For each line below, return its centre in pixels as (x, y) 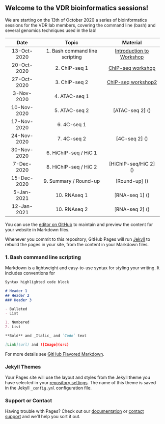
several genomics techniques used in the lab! (51, 30)
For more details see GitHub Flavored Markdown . (55, 354)
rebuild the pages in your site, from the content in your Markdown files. (77, 244)
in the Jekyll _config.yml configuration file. (48, 388)
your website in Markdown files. (37, 229)
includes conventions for (30, 273)
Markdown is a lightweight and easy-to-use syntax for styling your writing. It (82, 268)
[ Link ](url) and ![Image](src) (37, 344)
